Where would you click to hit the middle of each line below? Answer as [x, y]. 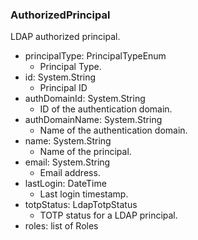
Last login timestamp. [84, 194]
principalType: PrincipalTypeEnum [95, 56]
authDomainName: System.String [93, 120]
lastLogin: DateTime [65, 184]
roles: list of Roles [61, 226]
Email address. [70, 173]
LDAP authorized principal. [65, 37]
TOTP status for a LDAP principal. [108, 215]
